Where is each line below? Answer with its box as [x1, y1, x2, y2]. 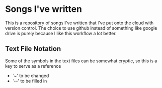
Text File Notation [5, 44, 61, 53]
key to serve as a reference [5, 63, 61, 69]
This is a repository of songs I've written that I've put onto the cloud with [5, 20, 154, 26]
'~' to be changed [12, 73, 49, 79]
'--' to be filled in [12, 78, 47, 84]
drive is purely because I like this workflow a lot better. [5, 30, 117, 36]
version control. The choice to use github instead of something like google [5, 25, 158, 31]
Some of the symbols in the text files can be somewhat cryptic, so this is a [5, 58, 158, 64]
